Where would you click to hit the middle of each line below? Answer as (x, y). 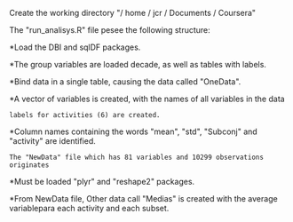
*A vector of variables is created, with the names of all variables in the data (147, 99)
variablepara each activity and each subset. (89, 208)
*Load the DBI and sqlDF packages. (75, 47)
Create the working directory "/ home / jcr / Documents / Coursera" (132, 13)
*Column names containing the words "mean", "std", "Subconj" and (133, 131)
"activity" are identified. (52, 141)
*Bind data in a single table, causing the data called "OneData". (125, 82)
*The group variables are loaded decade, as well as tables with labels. (138, 64)
